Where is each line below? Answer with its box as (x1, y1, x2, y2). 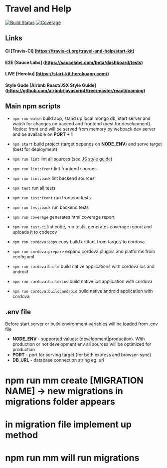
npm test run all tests (12, 185, 56, 191)
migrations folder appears (5, 396, 116, 407)
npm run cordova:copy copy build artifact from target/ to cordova (12, 238, 145, 245)
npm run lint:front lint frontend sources (12, 165, 97, 171)
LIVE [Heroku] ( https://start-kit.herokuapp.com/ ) (5, 71, 110, 77)
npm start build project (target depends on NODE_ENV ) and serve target (12, 141, 162, 147)
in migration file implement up (5, 419, 132, 430)
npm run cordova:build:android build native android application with (12, 288, 153, 294)
